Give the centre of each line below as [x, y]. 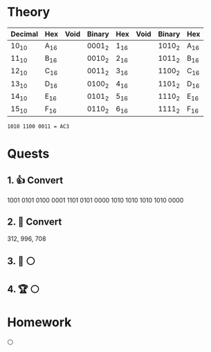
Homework [39, 322]
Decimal [25, 34]
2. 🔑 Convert [35, 222]
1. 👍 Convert [35, 180]
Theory [29, 12]
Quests [28, 154]
